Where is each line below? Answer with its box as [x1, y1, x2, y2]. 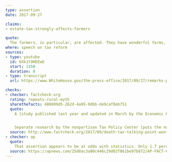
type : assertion [5, 7, 40, 13]
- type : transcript [5, 74, 47, 79]
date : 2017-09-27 [5, 12, 42, 17]
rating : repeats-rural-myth [10, 97, 70, 102]
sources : [5, 50, 24, 55]
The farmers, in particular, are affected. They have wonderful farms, [10, 40, 166, 45]
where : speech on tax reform [5, 45, 68, 50]
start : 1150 [10, 64, 36, 69]
